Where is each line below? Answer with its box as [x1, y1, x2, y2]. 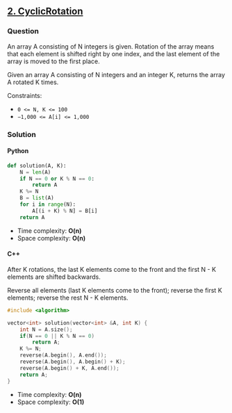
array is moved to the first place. [7, 57, 100, 65]
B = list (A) [19, 195, 54, 202]
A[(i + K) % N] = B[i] [32, 207, 98, 214]
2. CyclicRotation [7, 6, 83, 17]
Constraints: [7, 91, 42, 99]
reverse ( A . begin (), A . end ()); [19, 352, 108, 359]
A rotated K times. [7, 78, 59, 86]
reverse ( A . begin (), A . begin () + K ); [19, 358, 126, 366]
